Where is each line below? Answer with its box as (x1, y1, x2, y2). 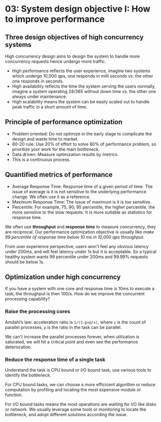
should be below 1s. (5, 259, 44, 265)
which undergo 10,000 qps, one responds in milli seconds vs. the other (12, 73, 154, 78)
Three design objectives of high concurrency (5, 33, 144, 41)
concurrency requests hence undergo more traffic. (5, 59, 106, 64)
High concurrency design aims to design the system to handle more (5, 53, 140, 59)
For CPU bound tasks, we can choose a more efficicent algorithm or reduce (5, 382, 156, 388)
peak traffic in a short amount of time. (12, 104, 88, 109)
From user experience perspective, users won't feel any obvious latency (5, 243, 149, 249)
